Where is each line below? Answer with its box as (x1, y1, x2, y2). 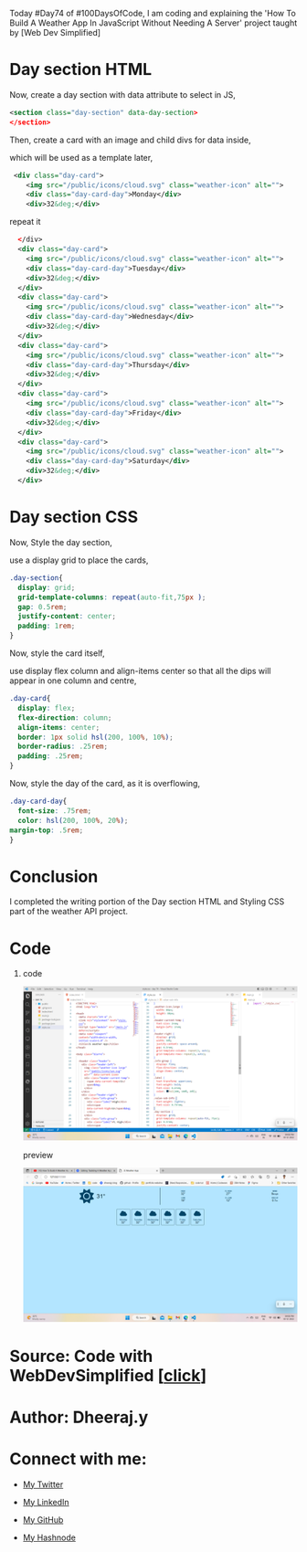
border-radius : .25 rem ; (17, 742, 108, 752)
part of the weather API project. (9, 906, 129, 917)
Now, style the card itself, (9, 648, 105, 659)
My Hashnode (22, 1532, 76, 1543)
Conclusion (9, 866, 99, 887)
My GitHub (22, 1514, 64, 1525)
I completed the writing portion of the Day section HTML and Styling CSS (9, 896, 285, 907)
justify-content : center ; (17, 612, 117, 621)
